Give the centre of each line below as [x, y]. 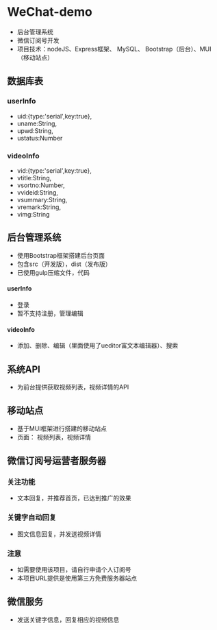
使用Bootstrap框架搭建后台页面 [61, 255]
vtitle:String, [34, 178]
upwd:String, [35, 130]
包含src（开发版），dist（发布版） [64, 264]
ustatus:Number [40, 138]
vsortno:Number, [41, 185]
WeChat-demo [50, 12]
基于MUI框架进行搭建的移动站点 [62, 428]
